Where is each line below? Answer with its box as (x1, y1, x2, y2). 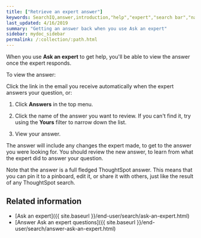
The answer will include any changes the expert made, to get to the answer (6, 142, 192, 149)
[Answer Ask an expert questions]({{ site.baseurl (14, 218, 136, 225)
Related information (6, 196, 82, 207)
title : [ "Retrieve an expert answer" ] (6, 8, 103, 15)
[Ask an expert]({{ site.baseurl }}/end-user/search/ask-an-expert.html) (14, 212, 190, 219)
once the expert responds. (6, 59, 72, 67)
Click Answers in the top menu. (14, 101, 93, 108)
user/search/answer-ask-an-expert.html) (14, 225, 116, 232)
